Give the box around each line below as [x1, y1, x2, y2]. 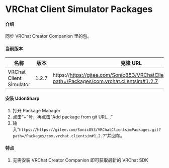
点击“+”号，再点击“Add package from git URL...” [12, 114, 113, 120]
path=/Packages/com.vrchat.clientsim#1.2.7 [12, 133, 106, 138]
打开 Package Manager [12, 107, 61, 113]
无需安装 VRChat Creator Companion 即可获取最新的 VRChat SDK [12, 157, 148, 163]
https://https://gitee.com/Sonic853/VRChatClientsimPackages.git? [19, 127, 161, 132]
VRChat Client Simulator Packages [5, 4, 153, 15]
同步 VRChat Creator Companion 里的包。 [5, 33, 92, 39]
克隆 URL [120, 59, 142, 66]
